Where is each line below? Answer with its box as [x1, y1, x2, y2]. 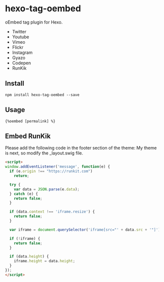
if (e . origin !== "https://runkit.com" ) [9, 169, 93, 174]
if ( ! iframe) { [9, 236, 41, 241]
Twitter [12, 28, 27, 34]
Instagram [12, 50, 33, 55]
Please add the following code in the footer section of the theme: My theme [5, 145, 157, 151]
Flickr [12, 44, 23, 50]
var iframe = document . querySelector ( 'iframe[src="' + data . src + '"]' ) [9, 227, 161, 232]
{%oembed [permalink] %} [5, 119, 56, 124]
